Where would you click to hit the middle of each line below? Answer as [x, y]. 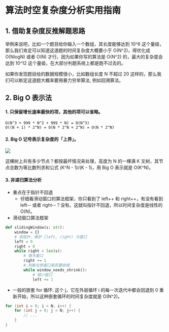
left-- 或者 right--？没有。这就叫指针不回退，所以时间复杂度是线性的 [91, 205]
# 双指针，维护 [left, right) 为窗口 [51, 237]
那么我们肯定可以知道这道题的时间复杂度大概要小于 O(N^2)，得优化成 [78, 50]
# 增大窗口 [33, 256]
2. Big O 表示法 [29, 98]
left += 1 [43, 280]
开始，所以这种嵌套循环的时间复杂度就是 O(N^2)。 [70, 296]
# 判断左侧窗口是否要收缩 [47, 265]
